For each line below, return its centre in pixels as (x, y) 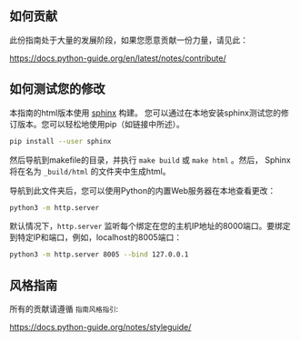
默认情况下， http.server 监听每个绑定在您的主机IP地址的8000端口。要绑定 (150, 226)
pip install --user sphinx (60, 141)
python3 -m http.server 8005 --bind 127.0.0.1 (99, 255)
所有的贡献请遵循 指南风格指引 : (64, 309)
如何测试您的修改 (57, 89)
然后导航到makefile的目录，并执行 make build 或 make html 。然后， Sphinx (150, 160)
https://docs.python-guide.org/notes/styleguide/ (100, 327)
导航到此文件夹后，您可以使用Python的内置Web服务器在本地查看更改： (143, 190)
